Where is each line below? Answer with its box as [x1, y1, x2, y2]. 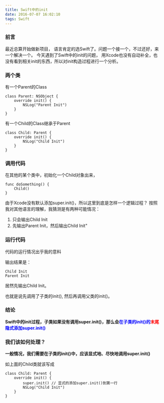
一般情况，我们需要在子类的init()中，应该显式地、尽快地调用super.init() [5, 351, 151, 357]
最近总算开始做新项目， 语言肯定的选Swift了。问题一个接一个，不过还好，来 [5, 45, 159, 52]
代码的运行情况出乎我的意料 [5, 248, 62, 255]
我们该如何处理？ [5, 338, 46, 345]
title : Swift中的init [5, 7, 48, 12]
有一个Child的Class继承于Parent [5, 120, 70, 126]
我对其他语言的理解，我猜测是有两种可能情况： [5, 206, 100, 212]
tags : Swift [5, 16, 30, 21]
